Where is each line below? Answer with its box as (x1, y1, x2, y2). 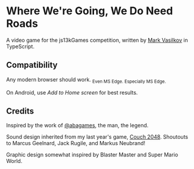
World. (6, 158, 23, 165)
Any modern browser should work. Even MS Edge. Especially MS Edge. (6, 76, 167, 84)
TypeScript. (6, 43, 35, 50)
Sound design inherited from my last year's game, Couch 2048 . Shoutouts (6, 133, 189, 140)
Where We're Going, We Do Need (6, 4, 173, 18)
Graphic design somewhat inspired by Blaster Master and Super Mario (6, 151, 179, 158)
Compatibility (6, 60, 58, 70)
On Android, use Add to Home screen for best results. (6, 89, 138, 96)
